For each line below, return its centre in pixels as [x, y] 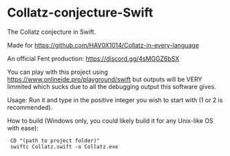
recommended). [30, 107]
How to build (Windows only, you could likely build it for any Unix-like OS [110, 120]
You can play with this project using [57, 72]
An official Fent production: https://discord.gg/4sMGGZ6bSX [93, 58]
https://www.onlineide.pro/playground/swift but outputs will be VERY [105, 79]
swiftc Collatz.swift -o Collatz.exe [64, 146]
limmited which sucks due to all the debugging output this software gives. [112, 86]
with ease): [23, 128]
